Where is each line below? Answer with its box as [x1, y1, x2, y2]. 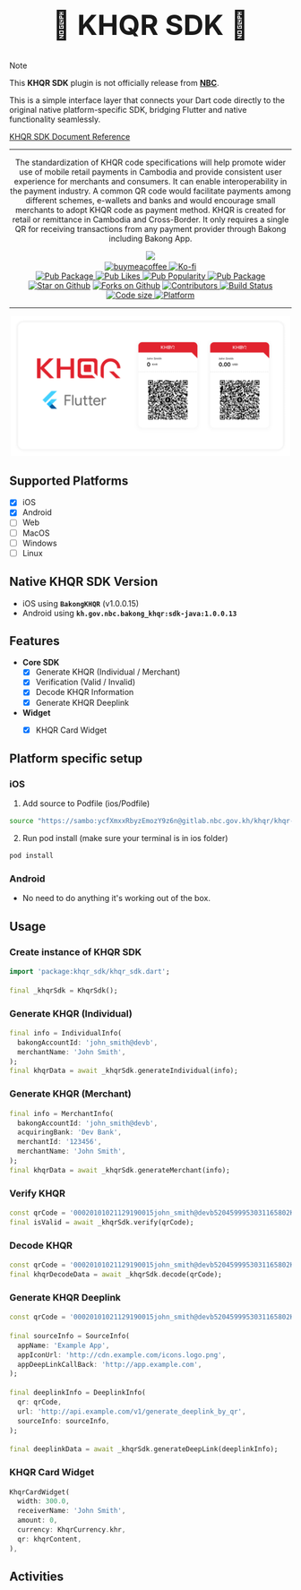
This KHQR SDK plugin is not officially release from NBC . [9, 77, 219, 88]
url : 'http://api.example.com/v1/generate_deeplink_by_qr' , [17, 1406, 246, 1416]
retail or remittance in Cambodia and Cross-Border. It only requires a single [12, 214, 289, 225]
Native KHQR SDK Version [9, 574, 159, 589]
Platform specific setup [9, 752, 143, 767]
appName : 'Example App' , [17, 1341, 110, 1350]
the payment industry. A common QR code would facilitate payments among [10, 185, 291, 196]
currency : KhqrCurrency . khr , [17, 1526, 126, 1534]
